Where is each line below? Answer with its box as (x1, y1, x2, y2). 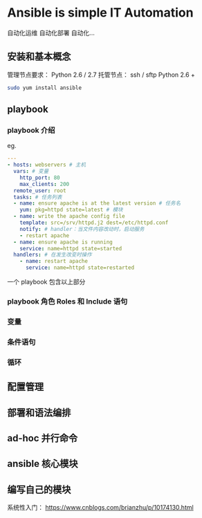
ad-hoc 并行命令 (7, 432, 78, 444)
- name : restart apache (19, 258, 89, 265)
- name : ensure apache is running (13, 239, 113, 246)
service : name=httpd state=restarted (25, 264, 135, 271)
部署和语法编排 (7, 407, 71, 418)
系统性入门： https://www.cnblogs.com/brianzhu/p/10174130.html (7, 503, 194, 512)
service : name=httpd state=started (19, 245, 122, 252)
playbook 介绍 (7, 125, 55, 135)
